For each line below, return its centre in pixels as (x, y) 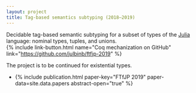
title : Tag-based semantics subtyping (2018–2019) (71, 17)
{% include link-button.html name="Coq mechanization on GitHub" (89, 47)
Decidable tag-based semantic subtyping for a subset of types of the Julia (98, 34)
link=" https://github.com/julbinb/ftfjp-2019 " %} (64, 53)
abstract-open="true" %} (102, 83)
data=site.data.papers (42, 83)
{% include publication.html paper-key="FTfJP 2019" (80, 77)
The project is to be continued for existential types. (69, 65)
